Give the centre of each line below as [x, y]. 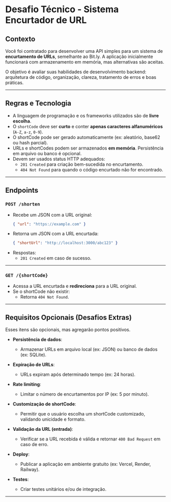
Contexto [20, 39]
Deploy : [21, 454]
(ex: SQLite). [33, 355]
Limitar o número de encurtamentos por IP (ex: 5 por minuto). [84, 394]
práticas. [15, 83]
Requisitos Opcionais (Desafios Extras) [69, 317]
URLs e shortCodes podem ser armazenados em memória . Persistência [88, 148]
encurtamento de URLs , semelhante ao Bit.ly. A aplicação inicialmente [79, 56]
